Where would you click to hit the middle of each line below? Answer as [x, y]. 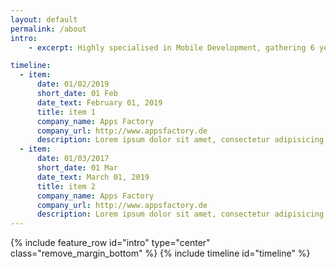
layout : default [44, 19]
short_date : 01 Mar [77, 168]
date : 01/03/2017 [73, 159]
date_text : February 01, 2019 [99, 102]
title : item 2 [66, 186]
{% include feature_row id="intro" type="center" [110, 243]
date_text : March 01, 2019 [93, 177]
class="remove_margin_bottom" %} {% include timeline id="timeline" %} [160, 253]
